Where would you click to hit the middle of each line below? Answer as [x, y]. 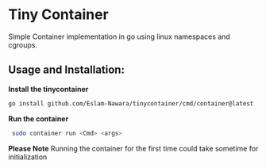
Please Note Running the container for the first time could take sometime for [133, 148]
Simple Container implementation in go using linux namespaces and [119, 36]
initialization [28, 157]
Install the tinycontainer [48, 89]
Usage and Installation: [67, 70]
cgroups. [23, 44]
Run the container [39, 118]
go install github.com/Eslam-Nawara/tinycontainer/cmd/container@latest [131, 103]
